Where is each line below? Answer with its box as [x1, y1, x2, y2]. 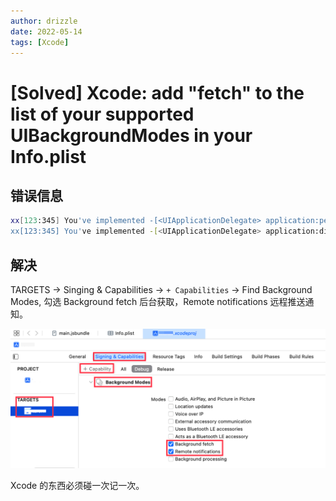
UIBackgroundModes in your [10, 124, 253, 147]
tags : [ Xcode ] [10, 37, 70, 47]
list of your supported [10, 103, 195, 125]
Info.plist [10, 145, 87, 168]
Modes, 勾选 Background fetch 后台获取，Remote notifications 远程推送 [10, 295, 306, 307]
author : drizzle [10, 16, 78, 26]
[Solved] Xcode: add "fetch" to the [10, 81, 305, 104]
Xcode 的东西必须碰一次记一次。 [10, 480, 145, 492]
